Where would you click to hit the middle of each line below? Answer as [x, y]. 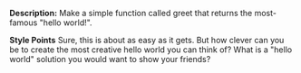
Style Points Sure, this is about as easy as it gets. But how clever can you [147, 40]
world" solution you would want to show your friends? [110, 59]
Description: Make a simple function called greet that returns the [131, 13]
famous [24, 23]
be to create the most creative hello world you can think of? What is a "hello [151, 50]
